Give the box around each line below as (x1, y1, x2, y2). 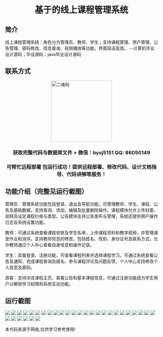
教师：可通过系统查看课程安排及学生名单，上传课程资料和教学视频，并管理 (5, 230, 154, 236)
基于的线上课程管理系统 (34, 4, 129, 16)
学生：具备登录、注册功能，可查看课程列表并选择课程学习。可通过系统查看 (5, 252, 154, 258)
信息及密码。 (9, 264, 35, 271)
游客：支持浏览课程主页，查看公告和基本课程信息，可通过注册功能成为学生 (5, 275, 154, 281)
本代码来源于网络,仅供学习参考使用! (5, 326, 76, 332)
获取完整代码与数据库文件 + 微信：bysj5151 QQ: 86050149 (13, 149, 150, 156)
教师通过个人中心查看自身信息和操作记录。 (9, 242, 95, 248)
